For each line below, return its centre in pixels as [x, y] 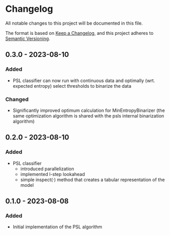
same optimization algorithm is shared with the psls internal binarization [88, 115]
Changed [17, 99]
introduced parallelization [47, 169]
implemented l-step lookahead [53, 174]
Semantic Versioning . [28, 38]
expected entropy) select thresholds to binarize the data [72, 86]
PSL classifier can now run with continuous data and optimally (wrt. [84, 81]
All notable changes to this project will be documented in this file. [74, 23]
